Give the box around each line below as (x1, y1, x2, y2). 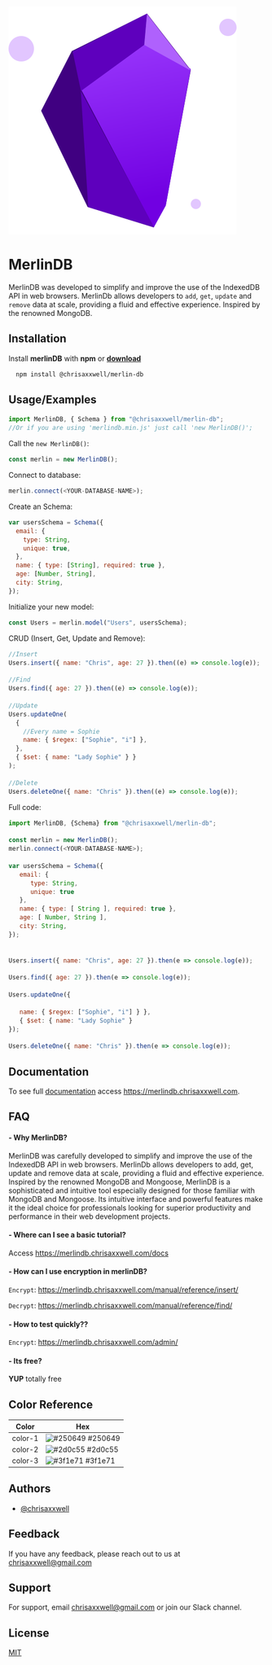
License (8, 1626, 50, 1640)
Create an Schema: (8, 502, 73, 511)
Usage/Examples (8, 393, 97, 407)
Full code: (8, 802, 42, 812)
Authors (8, 1482, 51, 1496)
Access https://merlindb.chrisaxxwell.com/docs (8, 1248, 169, 1258)
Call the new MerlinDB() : (8, 439, 90, 449)
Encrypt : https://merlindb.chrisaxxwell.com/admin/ (8, 1338, 178, 1347)
